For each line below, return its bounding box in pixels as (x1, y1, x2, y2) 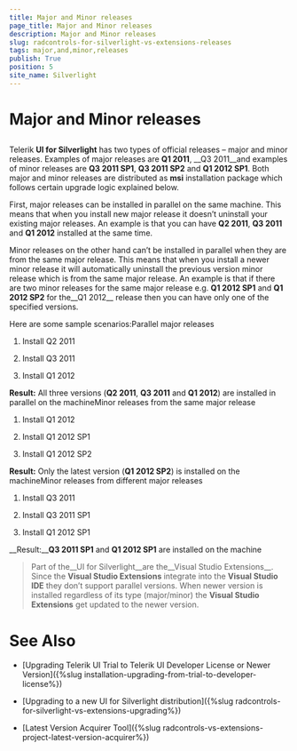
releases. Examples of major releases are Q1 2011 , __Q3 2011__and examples (9, 154, 288, 164)
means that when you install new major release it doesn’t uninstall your (9, 209, 268, 220)
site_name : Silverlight (9, 71, 98, 80)
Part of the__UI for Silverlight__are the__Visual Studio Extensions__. (30, 562, 274, 572)
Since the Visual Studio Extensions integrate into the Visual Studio (30, 571, 278, 582)
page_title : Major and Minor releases (9, 21, 152, 30)
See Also (9, 630, 76, 651)
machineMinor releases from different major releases (9, 475, 203, 486)
